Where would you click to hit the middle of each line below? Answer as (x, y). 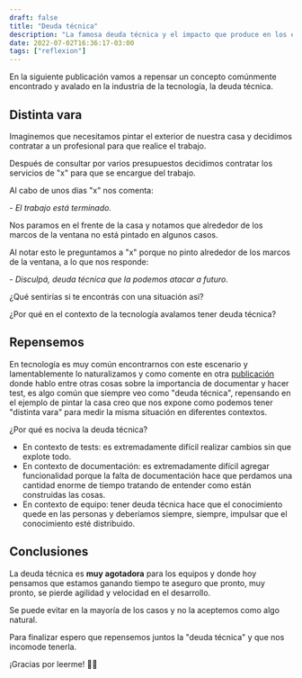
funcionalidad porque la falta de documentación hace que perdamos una (157, 475)
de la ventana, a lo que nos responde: (79, 261)
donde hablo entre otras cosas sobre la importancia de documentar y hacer (149, 383)
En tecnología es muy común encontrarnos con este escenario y (129, 364)
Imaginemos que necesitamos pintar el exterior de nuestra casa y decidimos (151, 136)
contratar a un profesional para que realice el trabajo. (108, 146)
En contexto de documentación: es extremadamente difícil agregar (146, 466)
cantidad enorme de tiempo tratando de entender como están (137, 485)
